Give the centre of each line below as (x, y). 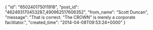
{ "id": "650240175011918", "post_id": (42, 7)
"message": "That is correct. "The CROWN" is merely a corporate (70, 17)
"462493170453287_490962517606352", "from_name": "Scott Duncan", (77, 12)
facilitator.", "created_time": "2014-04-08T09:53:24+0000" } (65, 22)
